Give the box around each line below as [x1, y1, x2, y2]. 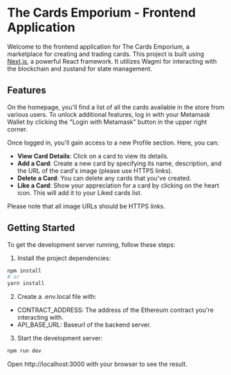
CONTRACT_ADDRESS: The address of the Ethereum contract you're [17, 306, 214, 314]
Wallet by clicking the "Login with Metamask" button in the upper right [7, 118, 207, 126]
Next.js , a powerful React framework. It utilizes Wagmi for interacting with [7, 57, 217, 65]
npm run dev [7, 347, 41, 354]
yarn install [7, 280, 45, 287]
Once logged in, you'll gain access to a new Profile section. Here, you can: [7, 138, 219, 147]
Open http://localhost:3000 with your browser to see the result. [7, 360, 188, 368]
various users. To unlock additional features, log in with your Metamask [7, 110, 211, 118]
